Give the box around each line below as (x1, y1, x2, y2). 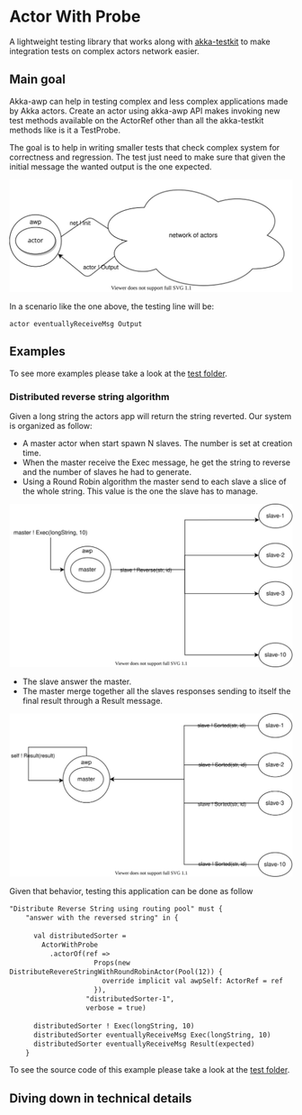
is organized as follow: (9, 421, 93, 432)
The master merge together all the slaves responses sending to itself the (22, 685, 291, 696)
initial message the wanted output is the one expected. (9, 160, 213, 172)
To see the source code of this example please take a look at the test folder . (9, 1065, 290, 1075)
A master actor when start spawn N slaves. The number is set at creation (22, 438, 293, 449)
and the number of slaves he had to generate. (22, 467, 191, 478)
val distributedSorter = (32, 931, 127, 941)
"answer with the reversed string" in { (25, 913, 179, 923)
